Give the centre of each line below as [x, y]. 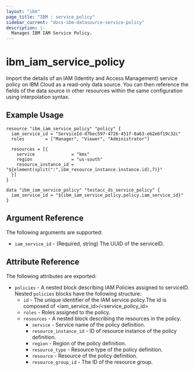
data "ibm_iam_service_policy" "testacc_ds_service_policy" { [83, 190]
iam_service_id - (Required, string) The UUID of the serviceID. [89, 244]
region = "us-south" [60, 159]
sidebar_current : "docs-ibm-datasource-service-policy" [75, 22]
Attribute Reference [43, 262]
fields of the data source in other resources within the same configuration [94, 91]
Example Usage [35, 115]
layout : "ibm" [23, 11]
